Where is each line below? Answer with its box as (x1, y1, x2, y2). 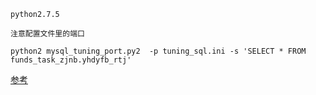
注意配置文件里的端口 (10, 29, 85, 39)
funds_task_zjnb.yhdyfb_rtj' (10, 55, 132, 65)
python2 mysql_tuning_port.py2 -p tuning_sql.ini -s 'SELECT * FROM (10, 46, 307, 56)
